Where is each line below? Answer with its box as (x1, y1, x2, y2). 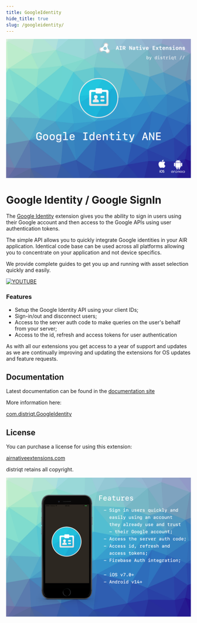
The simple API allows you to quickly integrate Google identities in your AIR (6, 236, 188, 244)
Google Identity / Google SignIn (6, 193, 162, 206)
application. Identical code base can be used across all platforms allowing (6, 243, 185, 250)
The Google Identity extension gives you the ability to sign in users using (6, 212, 182, 220)
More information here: (6, 399, 62, 406)
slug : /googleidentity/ (6, 22, 64, 28)
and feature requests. (6, 355, 59, 362)
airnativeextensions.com (6, 455, 66, 462)
